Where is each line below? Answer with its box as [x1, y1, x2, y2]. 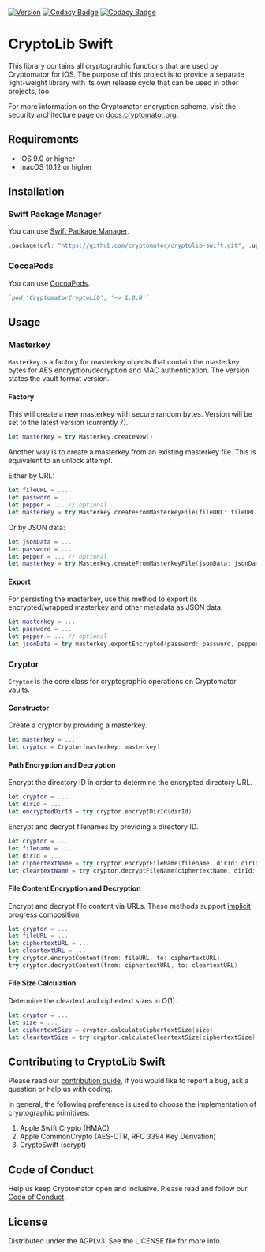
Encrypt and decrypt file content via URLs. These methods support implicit [8, 901, 251, 910]
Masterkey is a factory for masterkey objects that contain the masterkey [8, 357, 240, 367]
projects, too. [8, 86, 51, 95]
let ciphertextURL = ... [8, 940, 90, 947]
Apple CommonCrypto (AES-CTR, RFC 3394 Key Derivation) [19, 1132, 217, 1142]
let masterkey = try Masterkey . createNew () [8, 433, 154, 441]
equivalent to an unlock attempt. [8, 456, 113, 465]
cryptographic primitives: [8, 1108, 90, 1118]
